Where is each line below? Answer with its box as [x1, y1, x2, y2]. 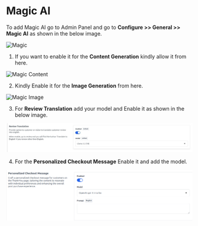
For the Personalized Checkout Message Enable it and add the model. [14, 158, 187, 165]
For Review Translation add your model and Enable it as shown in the [14, 105, 185, 112]
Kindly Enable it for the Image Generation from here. [14, 82, 144, 89]
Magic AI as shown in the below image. [6, 30, 102, 37]
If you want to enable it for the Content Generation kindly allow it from [14, 53, 187, 60]
